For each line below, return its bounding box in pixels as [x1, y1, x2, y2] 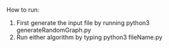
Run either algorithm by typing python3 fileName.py [16, 33, 163, 41]
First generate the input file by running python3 [16, 19, 150, 26]
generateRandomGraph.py [16, 26, 92, 34]
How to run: [6, 6, 40, 14]
